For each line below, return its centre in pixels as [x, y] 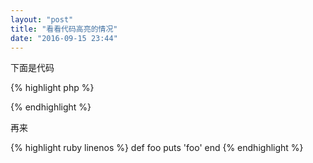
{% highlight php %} [52, 88]
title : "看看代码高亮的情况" [64, 29]
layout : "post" [42, 19]
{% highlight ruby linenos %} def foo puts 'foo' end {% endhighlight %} [157, 148]
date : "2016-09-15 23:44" [64, 38]
